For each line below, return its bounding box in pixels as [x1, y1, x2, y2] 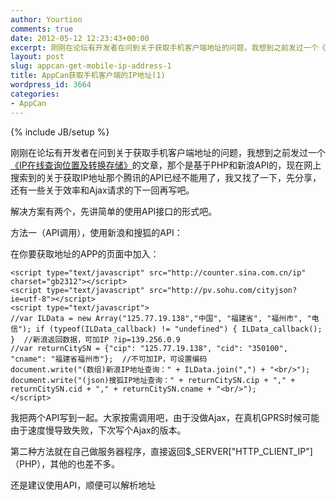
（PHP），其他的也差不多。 [10, 457, 121, 470]
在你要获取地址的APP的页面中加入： [10, 247, 160, 260]
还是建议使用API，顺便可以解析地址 [10, 479, 157, 491]
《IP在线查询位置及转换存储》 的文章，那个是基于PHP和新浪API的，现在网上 [10, 159, 322, 171]
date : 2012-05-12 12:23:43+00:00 [10, 33, 150, 43]
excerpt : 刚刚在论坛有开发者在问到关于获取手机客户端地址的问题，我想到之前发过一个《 [10, 42, 327, 53]
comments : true [10, 24, 74, 34]
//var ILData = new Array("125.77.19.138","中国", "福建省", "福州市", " [10, 313, 312, 323]
